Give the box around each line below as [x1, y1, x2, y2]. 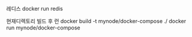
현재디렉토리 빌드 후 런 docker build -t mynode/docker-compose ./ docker [6, 18, 187, 25]
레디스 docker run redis [6, 5, 63, 12]
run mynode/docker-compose [6, 24, 80, 31]
